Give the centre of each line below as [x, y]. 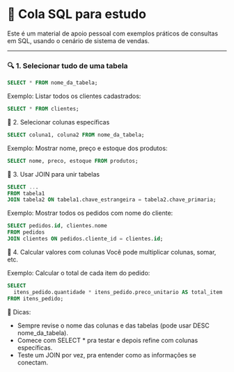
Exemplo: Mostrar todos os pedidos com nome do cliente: [90, 213]
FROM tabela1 [26, 193]
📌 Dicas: [19, 312]
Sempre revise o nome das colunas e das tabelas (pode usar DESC [114, 325]
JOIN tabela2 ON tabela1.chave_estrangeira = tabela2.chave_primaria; [112, 200]
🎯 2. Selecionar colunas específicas [58, 122]
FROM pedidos [26, 232]
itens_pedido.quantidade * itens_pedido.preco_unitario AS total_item [118, 292]
